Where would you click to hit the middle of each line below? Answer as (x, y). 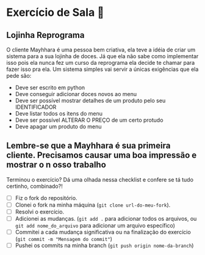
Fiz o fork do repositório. (46, 198)
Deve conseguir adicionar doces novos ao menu (76, 94)
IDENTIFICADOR (36, 107)
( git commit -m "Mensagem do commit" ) (64, 239)
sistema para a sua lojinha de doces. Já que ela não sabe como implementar (103, 56)
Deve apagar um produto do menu (58, 127)
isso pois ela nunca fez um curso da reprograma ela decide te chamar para (101, 63)
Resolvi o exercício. (40, 212)
